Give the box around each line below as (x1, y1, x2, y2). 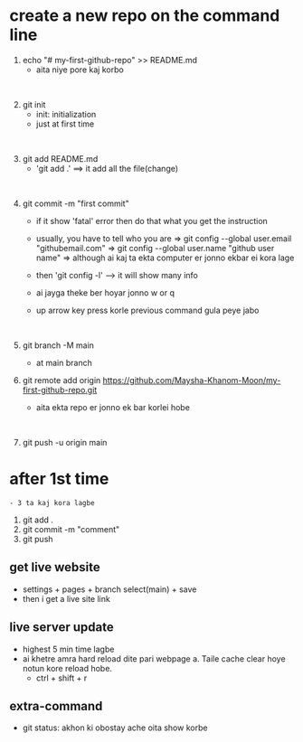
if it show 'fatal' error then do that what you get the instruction (35, 215, 269, 226)
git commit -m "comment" (22, 523, 120, 534)
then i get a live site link (22, 593, 110, 604)
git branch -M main (22, 340, 95, 351)
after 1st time (9, 469, 109, 489)
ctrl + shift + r (35, 672, 88, 683)
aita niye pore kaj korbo (35, 64, 124, 75)
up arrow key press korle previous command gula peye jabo (35, 305, 260, 315)
